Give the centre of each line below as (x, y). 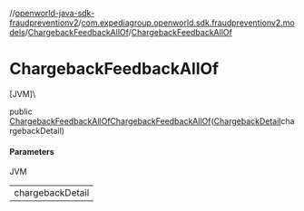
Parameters (32, 151)
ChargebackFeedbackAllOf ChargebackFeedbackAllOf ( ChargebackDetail (145, 120)
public (21, 111)
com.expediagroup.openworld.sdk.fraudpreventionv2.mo (188, 23)
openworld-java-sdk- (55, 13)
